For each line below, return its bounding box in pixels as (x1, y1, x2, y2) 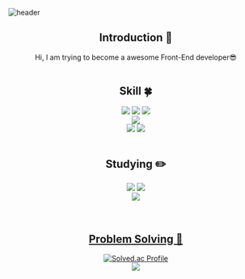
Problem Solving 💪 (88, 232, 184, 246)
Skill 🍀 (119, 85, 153, 98)
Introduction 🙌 (99, 31, 173, 44)
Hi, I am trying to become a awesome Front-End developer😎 (35, 52, 237, 62)
